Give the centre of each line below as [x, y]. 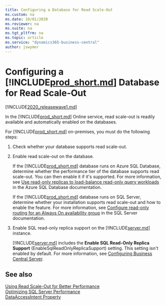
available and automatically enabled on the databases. [61, 122]
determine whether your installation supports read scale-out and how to [86, 202]
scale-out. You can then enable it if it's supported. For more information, [87, 176]
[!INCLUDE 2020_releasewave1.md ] [41, 107]
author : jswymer [22, 47]
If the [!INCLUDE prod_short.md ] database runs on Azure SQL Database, [86, 166]
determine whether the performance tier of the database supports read [86, 171]
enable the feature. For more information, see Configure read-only [80, 207]
